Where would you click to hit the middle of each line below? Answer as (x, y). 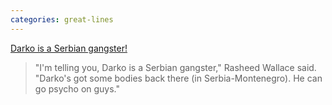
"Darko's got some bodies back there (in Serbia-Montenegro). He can (178, 78)
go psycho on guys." (77, 88)
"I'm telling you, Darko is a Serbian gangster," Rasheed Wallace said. (175, 67)
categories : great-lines (62, 19)
